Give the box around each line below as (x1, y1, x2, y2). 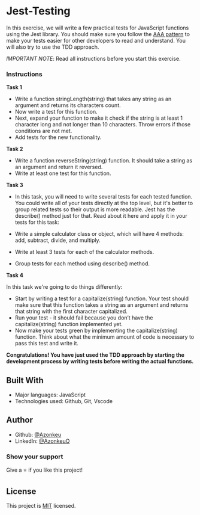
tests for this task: (14, 218, 60, 226)
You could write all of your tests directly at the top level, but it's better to (14, 200, 193, 207)
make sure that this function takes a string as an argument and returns (14, 301, 189, 309)
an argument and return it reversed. (14, 164, 103, 171)
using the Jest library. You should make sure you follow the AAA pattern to (6, 30, 190, 37)
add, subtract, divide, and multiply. (14, 236, 101, 244)
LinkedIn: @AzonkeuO (14, 437, 70, 445)
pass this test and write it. (14, 340, 79, 347)
